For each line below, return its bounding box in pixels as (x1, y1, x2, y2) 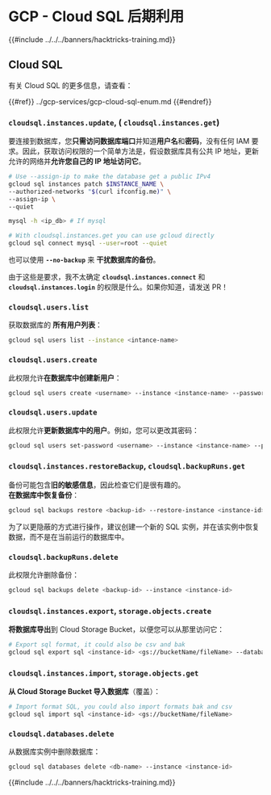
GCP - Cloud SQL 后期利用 (8, 7, 184, 26)
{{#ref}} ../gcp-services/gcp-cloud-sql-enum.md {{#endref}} (8, 96, 212, 106)
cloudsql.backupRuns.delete (8, 553, 119, 562)
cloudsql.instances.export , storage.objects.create (8, 605, 212, 616)
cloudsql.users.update (8, 408, 98, 417)
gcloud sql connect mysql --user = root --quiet (8, 239, 168, 247)
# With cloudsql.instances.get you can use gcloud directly (8, 232, 215, 240)
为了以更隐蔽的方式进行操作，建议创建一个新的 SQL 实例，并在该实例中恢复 (8, 522, 260, 532)
